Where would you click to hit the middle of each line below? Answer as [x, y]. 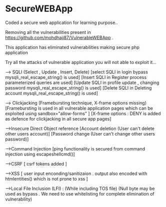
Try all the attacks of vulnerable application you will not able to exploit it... [81, 62]
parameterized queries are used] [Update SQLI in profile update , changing [82, 82]
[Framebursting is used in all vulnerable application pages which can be [79, 108]
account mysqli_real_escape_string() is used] [52, 93]
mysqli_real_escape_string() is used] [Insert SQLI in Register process [76, 77]
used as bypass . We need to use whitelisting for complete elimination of [80, 193]
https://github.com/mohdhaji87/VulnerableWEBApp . [59, 37]
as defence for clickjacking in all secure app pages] [58, 118]
